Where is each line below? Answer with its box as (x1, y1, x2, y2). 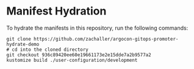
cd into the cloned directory (12, 47, 88, 53)
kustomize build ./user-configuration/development (6, 57, 138, 63)
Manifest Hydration (6, 4, 107, 18)
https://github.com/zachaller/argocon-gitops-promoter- (33, 36, 179, 42)
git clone (6, 36, 32, 42)
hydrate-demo (6, 41, 40, 47)
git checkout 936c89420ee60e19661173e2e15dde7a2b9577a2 (6, 51, 151, 58)
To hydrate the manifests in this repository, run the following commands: (6, 24, 189, 31)
